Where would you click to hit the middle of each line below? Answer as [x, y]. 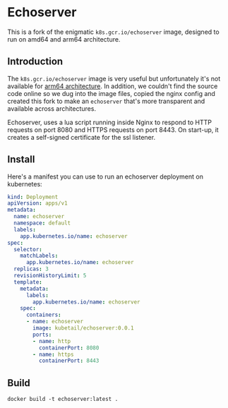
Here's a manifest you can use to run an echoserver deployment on [105, 176]
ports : [42, 335]
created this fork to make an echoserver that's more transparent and [106, 101]
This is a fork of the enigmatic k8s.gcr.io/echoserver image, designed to [114, 32]
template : [28, 282]
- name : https [53, 354]
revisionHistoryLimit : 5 [50, 276]
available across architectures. [52, 108]
